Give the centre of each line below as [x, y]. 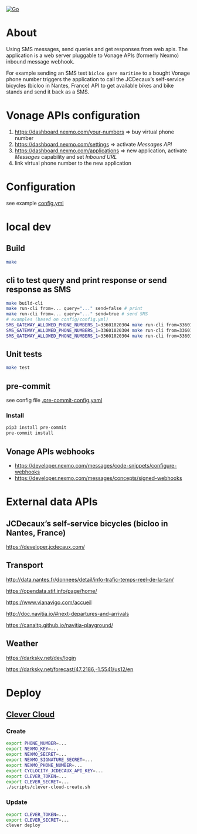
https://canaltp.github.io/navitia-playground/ [60, 625]
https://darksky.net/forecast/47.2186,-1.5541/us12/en [70, 669]
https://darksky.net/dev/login [41, 658]
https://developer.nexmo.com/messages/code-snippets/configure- [96, 465]
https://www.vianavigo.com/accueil [49, 602]
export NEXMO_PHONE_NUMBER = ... [44, 765]
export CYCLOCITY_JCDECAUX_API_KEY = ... [55, 770]
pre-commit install [30, 433]
